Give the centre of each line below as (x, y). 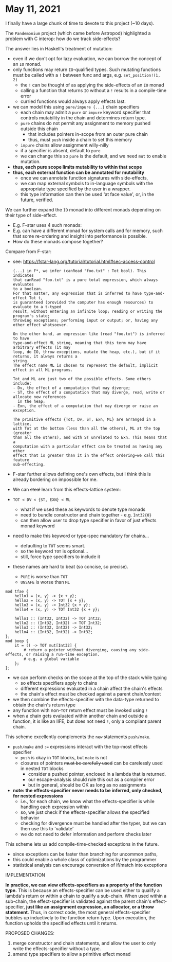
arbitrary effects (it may (42, 347)
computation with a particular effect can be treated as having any (88, 446)
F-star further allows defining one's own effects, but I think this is (82, 474)
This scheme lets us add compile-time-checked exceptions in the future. (82, 844)
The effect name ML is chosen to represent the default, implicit (85, 365)
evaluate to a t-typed (37, 307)
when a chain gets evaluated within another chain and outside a (80, 716)
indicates (23, 275)
